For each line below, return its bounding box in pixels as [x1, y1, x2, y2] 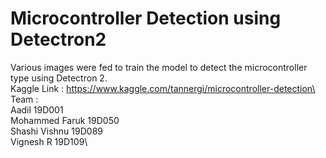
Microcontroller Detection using [10, 7, 282, 30]
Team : [10, 93, 39, 105]
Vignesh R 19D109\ [10, 135, 88, 147]
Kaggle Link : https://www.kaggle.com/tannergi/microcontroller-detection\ [10, 82, 316, 94]
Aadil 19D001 [10, 103, 64, 116]
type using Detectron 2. [10, 72, 108, 84]
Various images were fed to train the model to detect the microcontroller [10, 61, 308, 73]
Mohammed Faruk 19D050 [10, 114, 120, 126]
